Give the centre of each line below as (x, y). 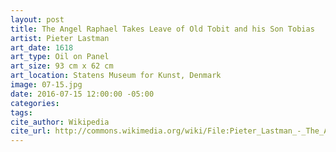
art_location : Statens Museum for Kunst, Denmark (116, 76)
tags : (21, 112)
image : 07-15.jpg (46, 85)
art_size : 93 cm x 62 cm (62, 66)
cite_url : (31, 131)
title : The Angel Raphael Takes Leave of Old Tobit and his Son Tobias (162, 29)
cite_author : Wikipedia (60, 122)
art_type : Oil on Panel (60, 57)
